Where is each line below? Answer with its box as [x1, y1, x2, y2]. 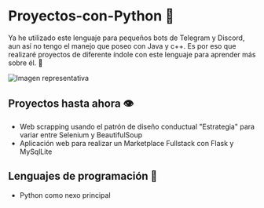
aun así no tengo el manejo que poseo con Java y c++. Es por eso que [8, 41, 236, 50]
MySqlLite [19, 147, 53, 156]
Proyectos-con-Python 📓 [8, 7, 174, 25]
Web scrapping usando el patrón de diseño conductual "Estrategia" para [19, 122, 255, 131]
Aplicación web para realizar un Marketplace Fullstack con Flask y [19, 138, 234, 148]
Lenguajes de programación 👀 [8, 170, 158, 183]
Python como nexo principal [19, 190, 112, 199]
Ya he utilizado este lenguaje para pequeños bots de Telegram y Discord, [8, 33, 245, 42]
